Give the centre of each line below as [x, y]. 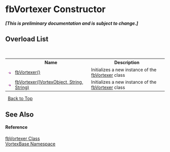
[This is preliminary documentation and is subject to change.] [72, 23]
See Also [19, 114]
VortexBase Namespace [30, 144]
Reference [16, 127]
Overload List [27, 39]
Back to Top [20, 98]
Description [127, 63]
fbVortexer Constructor [56, 9]
